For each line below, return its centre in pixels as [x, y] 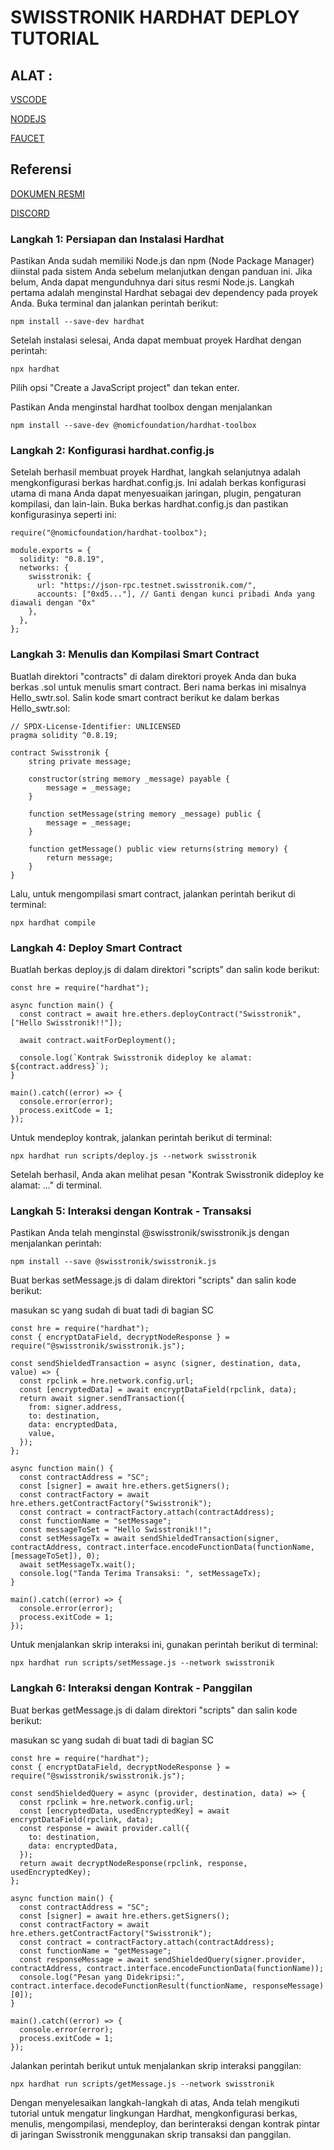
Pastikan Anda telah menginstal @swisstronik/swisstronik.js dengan [150, 1233]
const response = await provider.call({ [104, 1828]
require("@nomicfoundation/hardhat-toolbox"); [109, 533]
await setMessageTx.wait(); [78, 1565]
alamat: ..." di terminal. [56, 1185]
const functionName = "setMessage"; [95, 1521]
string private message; [80, 761]
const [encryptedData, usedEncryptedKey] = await [124, 1811]
